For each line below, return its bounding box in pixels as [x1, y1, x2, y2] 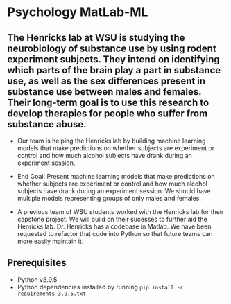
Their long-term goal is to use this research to [7, 96, 209, 108]
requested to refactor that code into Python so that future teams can [17, 230, 213, 238]
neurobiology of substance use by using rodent [7, 42, 216, 54]
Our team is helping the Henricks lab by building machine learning [17, 136, 206, 145]
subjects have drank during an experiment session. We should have [17, 187, 211, 195]
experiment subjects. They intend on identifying [7, 53, 220, 65]
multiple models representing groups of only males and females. [17, 195, 201, 202]
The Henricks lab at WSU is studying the [7, 32, 185, 44]
